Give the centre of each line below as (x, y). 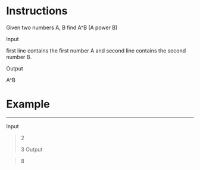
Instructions (37, 11)
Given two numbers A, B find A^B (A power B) (62, 27)
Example (28, 104)
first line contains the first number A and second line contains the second (96, 50)
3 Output (32, 149)
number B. (19, 57)
